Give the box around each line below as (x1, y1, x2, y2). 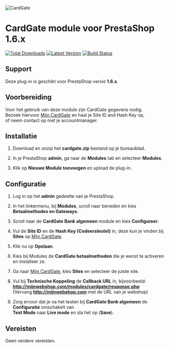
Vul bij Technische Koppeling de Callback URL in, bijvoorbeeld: (12, 278, 146, 284)
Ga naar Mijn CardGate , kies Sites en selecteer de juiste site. (12, 268, 139, 274)
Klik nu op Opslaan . (12, 243, 54, 250)
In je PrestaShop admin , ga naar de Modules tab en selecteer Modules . (12, 155, 163, 161)
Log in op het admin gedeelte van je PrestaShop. (12, 193, 115, 199)
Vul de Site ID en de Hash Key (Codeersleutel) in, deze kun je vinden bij (12, 228, 164, 234)
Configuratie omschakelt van (12, 304, 74, 310)
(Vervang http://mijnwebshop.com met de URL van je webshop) (12, 289, 148, 295)
